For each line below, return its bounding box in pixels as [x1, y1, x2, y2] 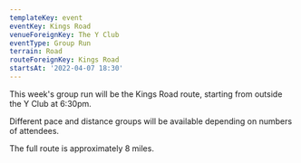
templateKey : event [9, 13, 83, 23]
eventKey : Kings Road [9, 22, 92, 31]
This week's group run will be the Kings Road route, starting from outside [9, 88, 283, 100]
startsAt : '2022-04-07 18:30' [9, 64, 124, 73]
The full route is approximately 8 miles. [9, 142, 154, 154]
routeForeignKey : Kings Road [9, 55, 120, 64]
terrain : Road [9, 47, 63, 56]
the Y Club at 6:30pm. [9, 98, 92, 109]
